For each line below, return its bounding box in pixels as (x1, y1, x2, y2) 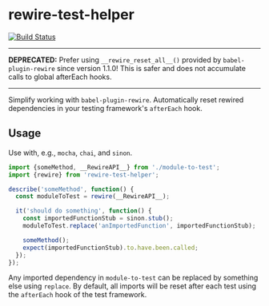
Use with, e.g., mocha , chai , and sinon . (8, 148, 133, 157)
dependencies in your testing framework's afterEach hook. (8, 103, 203, 113)
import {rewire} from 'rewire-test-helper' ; (8, 170, 159, 179)
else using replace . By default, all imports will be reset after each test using (8, 281, 257, 291)
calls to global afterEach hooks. (8, 72, 112, 81)
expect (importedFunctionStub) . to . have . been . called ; (22, 244, 199, 252)
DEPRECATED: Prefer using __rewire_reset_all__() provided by (8, 54, 222, 65)
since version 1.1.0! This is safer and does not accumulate (57, 63, 247, 73)
